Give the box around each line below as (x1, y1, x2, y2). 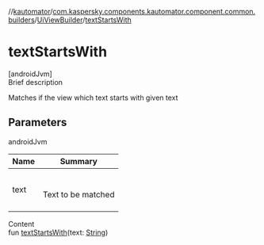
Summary (59, 155, 98, 167)
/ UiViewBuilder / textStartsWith (34, 15, 132, 25)
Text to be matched (42, 189, 115, 200)
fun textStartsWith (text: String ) (8, 228, 109, 237)
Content (8, 219, 35, 228)
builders (8, 15, 36, 25)
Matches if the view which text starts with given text (8, 93, 178, 102)
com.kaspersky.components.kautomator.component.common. (52, 7, 256, 16)
